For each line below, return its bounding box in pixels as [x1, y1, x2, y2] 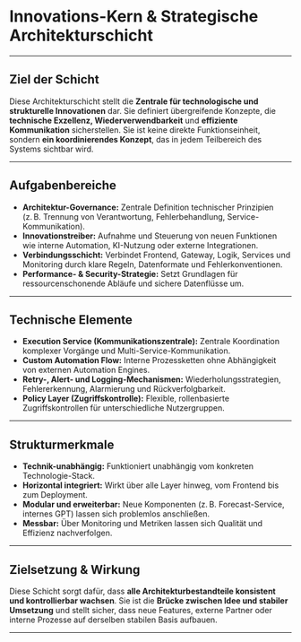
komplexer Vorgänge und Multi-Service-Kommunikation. [21, 345, 231, 356]
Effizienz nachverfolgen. [21, 527, 113, 539]
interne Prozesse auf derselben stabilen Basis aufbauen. [9, 614, 218, 625]
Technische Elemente [9, 312, 133, 327]
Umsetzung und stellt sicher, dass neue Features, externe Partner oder [9, 605, 273, 615]
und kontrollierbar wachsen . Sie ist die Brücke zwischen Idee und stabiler [9, 595, 288, 606]
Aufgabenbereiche [9, 178, 116, 194]
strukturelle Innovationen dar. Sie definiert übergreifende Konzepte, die [9, 105, 276, 116]
